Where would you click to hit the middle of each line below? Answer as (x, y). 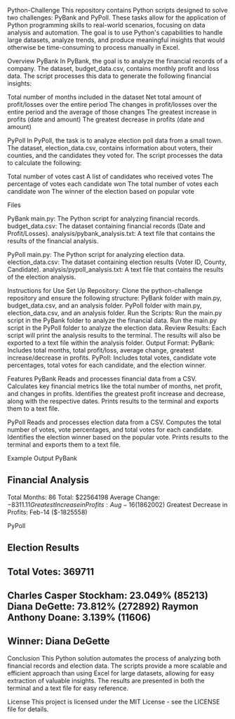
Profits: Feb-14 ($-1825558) (47, 512)
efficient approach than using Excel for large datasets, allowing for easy (111, 673)
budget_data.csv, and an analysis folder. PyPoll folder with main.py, (105, 305)
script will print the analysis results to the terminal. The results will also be (114, 335)
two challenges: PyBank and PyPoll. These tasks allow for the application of (117, 18)
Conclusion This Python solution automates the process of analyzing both (114, 658)
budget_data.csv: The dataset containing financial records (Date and (106, 226)
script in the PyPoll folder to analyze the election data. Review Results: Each (117, 328)
